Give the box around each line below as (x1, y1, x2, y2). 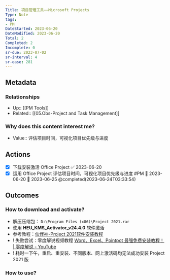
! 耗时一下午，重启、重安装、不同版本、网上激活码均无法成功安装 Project (12, 250, 165, 256)
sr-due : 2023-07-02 (5, 50, 47, 55)
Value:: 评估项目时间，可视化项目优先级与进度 (12, 135, 109, 141)
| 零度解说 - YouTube (12, 243, 57, 250)
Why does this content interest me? (5, 123, 95, 130)
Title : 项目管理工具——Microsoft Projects (5, 7, 90, 13)
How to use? (5, 269, 37, 276)
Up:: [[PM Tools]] (12, 104, 49, 111)
